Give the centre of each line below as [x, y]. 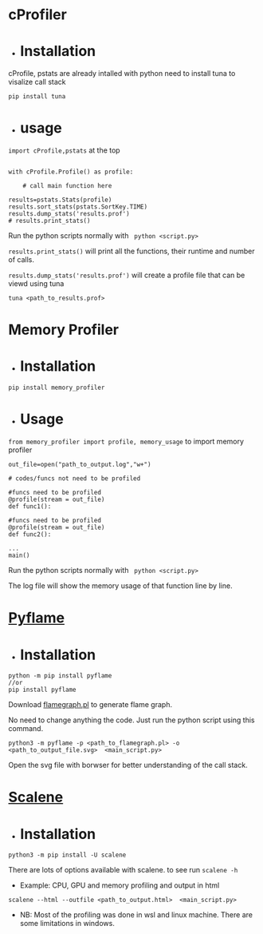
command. [26, 729]
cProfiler [38, 15]
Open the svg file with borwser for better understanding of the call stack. [128, 765]
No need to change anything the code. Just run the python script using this [131, 720]
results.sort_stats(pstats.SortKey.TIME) [78, 207]
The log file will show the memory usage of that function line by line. [120, 586]
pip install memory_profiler [57, 388]
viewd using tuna [36, 284]
